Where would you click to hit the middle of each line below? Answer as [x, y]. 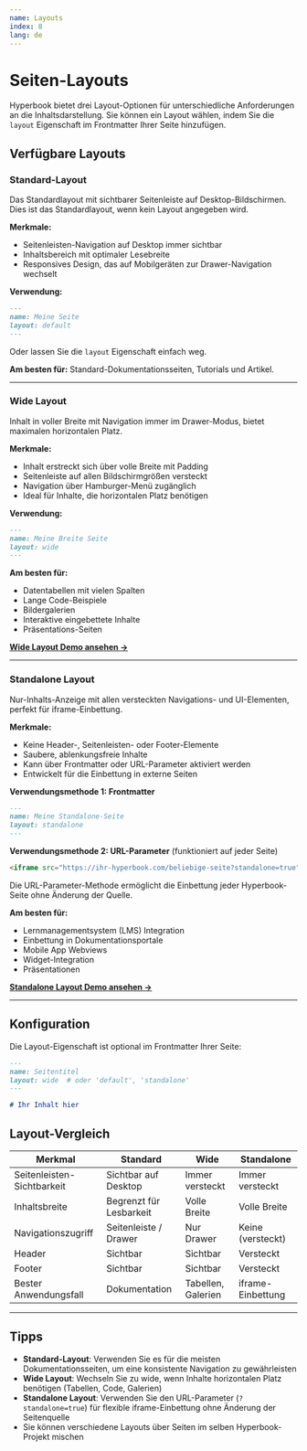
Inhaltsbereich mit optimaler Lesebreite [96, 254]
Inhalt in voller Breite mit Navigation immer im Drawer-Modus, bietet [137, 421]
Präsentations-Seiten [63, 629]
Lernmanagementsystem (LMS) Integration [103, 930]
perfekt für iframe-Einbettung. [66, 709]
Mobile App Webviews [65, 950]
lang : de [26, 35]
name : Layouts [37, 18]
